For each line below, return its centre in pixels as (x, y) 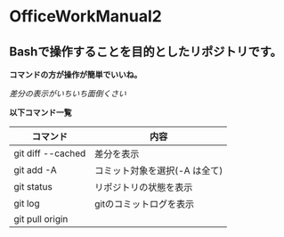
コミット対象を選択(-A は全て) (159, 171)
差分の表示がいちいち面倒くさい (68, 94)
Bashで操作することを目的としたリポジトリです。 (146, 51)
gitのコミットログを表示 (145, 204)
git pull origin (41, 219)
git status (33, 187)
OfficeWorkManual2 (85, 16)
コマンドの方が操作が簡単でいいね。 (76, 74)
